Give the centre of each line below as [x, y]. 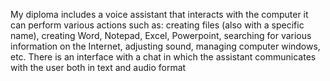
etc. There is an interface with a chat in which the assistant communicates [163, 57]
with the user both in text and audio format [98, 67]
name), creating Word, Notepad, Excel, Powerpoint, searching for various [161, 35]
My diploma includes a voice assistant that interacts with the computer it [159, 14]
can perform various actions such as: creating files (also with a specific [157, 25]
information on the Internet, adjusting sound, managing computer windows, [165, 46]
